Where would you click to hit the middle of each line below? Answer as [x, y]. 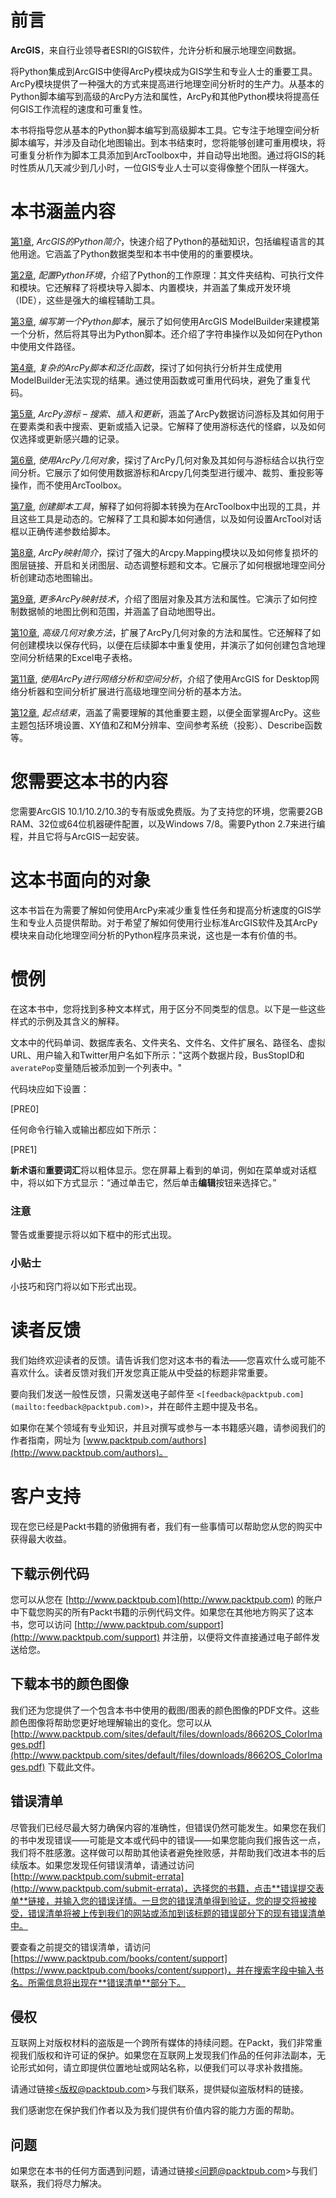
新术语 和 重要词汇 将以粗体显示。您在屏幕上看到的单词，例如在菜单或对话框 [163, 1170]
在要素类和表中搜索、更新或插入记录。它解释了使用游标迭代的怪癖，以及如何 [168, 426]
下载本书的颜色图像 [69, 1684]
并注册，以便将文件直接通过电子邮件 [236, 1637]
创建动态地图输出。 [58, 577]
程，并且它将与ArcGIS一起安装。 [77, 836]
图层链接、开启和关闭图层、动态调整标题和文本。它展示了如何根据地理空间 [163, 565]
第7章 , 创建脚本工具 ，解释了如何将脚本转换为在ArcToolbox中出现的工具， [161, 506]
